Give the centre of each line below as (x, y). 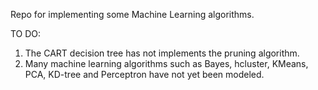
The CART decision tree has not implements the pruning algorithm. (162, 53)
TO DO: (26, 33)
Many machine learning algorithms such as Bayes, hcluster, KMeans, (166, 63)
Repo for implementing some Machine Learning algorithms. (132, 14)
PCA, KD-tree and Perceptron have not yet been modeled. (144, 74)
